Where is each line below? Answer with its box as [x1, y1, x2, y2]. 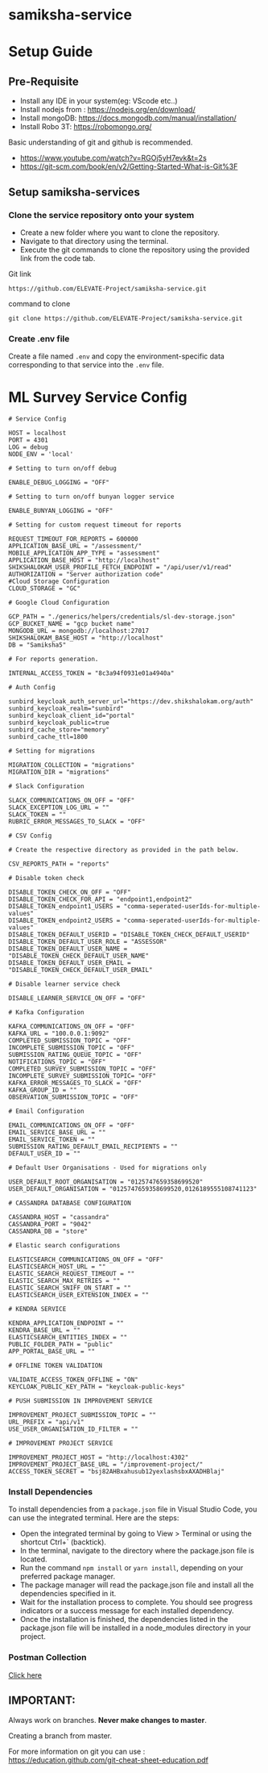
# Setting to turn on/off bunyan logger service [8, 492, 175, 501]
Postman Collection [8, 1652, 87, 1663]
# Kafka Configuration [8, 1008, 85, 1016]
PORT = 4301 [8, 436, 48, 445]
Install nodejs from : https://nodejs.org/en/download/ [19, 105, 196, 115]
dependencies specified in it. [19, 1589, 117, 1599]
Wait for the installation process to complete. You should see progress [19, 1597, 254, 1607]
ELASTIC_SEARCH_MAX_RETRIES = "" [8, 1277, 121, 1285]
